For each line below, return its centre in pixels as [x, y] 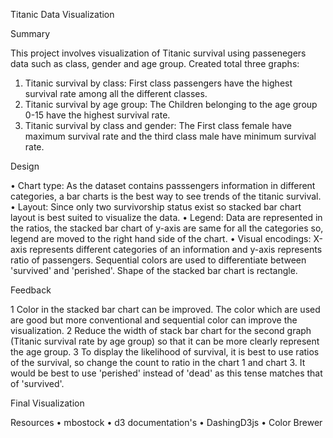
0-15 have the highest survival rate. [97, 115]
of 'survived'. [37, 383]
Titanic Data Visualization [62, 14]
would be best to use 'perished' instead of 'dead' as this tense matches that [166, 373]
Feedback [31, 290]
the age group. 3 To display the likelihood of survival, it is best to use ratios [165, 352]
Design [25, 166]
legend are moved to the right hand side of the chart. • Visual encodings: [161, 238]
